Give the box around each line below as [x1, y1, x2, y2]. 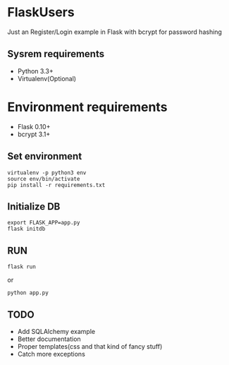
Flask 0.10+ [17, 122, 51, 131]
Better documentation [17, 335, 81, 343]
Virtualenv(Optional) [17, 74, 76, 83]
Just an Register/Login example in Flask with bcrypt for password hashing [7, 28, 222, 36]
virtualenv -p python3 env [7, 169, 87, 176]
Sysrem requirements [7, 48, 104, 60]
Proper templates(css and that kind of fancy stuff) [17, 342, 163, 350]
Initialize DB [7, 201, 61, 213]
